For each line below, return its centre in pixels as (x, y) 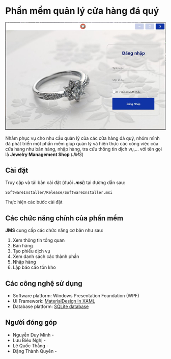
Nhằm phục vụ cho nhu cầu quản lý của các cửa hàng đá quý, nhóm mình (83, 138)
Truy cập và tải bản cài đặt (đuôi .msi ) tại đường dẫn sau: (65, 183)
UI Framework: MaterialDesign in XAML (54, 301)
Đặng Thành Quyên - (35, 351)
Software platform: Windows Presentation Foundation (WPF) (76, 296)
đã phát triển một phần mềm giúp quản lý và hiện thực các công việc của (82, 143)
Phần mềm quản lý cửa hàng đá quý (82, 11)
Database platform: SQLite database (51, 306)
